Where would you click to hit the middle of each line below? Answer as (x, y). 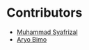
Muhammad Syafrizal (47, 32)
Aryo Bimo (32, 39)
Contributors (44, 13)
